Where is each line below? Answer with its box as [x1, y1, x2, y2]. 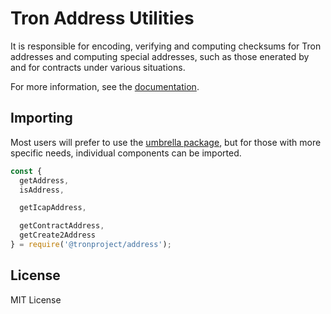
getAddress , [19, 175, 70, 186]
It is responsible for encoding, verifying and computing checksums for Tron [10, 40, 322, 52]
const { [10, 166, 43, 176]
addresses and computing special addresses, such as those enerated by [10, 50, 310, 62]
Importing [10, 110, 73, 127]
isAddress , [19, 185, 65, 195]
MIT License [10, 293, 62, 306]
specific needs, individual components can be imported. [10, 147, 242, 159]
